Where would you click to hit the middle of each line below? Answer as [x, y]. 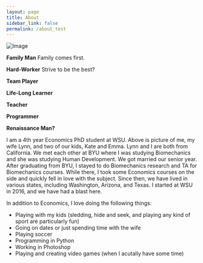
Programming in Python [45, 241]
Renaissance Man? [31, 128]
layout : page [23, 12]
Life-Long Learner [30, 93]
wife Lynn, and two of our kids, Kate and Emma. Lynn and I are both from [97, 147]
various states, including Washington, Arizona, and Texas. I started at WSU [99, 185]
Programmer [23, 116]
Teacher [17, 105]
